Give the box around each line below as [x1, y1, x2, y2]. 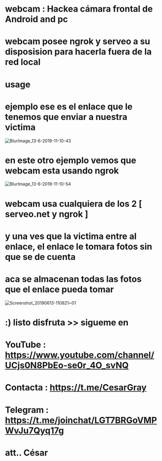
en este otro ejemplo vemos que [5, 154, 136, 166]
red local [5, 57, 41, 68]
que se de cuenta [5, 251, 76, 262]
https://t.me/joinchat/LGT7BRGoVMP [5, 414, 157, 426]
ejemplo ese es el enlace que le [5, 101, 133, 112]
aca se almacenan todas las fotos [5, 273, 142, 285]
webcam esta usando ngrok [5, 165, 119, 176]
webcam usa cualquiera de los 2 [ [5, 198, 142, 209]
